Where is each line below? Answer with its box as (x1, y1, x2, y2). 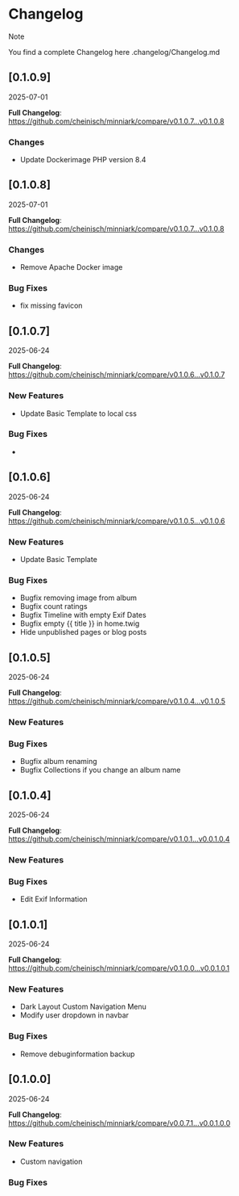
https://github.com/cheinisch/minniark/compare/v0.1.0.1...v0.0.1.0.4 (8, 834, 231, 844)
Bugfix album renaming (19, 757, 98, 766)
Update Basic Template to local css (19, 409, 137, 418)
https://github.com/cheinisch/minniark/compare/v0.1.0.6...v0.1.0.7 (8, 370, 225, 380)
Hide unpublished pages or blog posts (19, 627, 147, 637)
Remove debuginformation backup (19, 1049, 135, 1059)
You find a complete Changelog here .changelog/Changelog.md (8, 47, 220, 57)
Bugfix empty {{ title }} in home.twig (19, 619, 140, 628)
